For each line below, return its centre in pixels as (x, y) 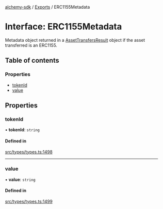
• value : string (20, 179)
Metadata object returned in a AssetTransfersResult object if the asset (75, 40)
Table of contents (32, 61)
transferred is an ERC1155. (31, 45)
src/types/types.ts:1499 (29, 202)
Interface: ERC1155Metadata (64, 27)
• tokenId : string (22, 130)
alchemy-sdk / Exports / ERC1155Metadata (48, 7)
